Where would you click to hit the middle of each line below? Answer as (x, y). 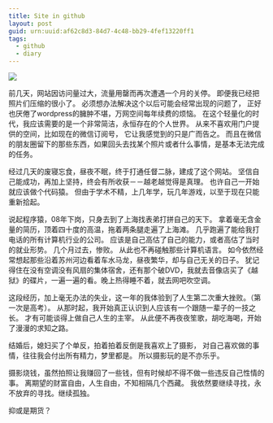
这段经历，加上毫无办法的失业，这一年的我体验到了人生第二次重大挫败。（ (131, 297)
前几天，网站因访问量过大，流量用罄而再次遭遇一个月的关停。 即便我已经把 (134, 93)
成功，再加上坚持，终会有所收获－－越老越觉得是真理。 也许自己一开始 (141, 181)
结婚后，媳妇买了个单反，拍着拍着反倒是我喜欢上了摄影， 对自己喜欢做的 (130, 345)
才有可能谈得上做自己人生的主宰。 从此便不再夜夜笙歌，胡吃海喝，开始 (143, 318)
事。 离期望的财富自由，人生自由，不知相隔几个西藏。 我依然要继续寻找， (131, 383)
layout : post (30, 24)
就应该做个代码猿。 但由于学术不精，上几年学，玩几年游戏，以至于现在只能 (134, 192)
